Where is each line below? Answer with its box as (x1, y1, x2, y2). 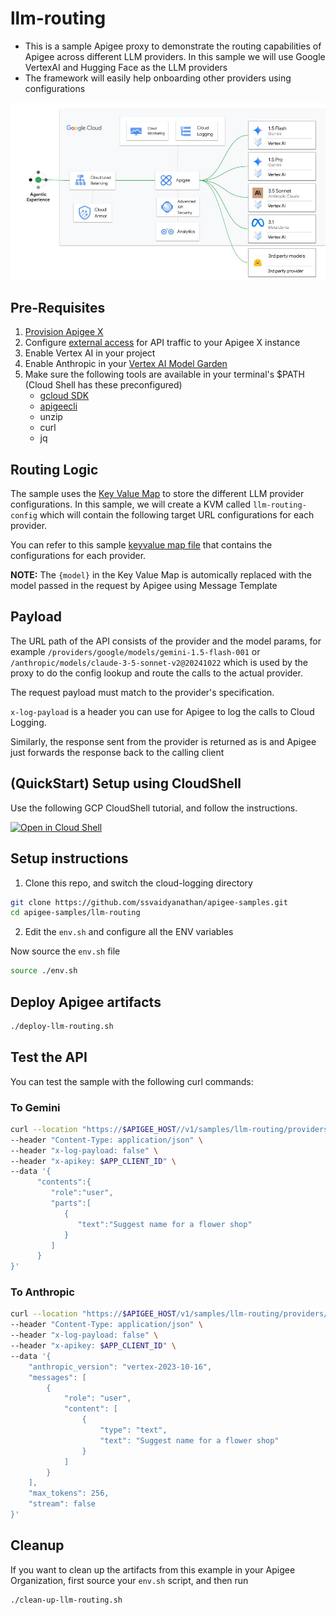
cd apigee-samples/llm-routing (10, 908, 141, 918)
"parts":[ (50, 1198, 92, 1209)
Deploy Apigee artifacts (10, 993, 162, 1011)
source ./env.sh (10, 966, 78, 976)
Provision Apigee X (24, 326, 104, 338)
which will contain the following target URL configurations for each (39, 509, 315, 521)
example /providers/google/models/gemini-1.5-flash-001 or (10, 645, 261, 657)
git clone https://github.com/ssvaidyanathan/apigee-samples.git (10, 897, 288, 907)
